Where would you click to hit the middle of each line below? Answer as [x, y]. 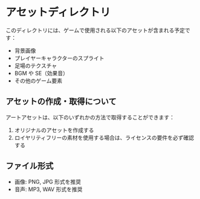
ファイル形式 [30, 166]
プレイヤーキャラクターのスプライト [59, 58]
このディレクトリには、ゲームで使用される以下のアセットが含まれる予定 [95, 30]
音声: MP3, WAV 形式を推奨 [48, 189]
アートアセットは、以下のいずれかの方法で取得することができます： [90, 117]
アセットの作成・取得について [61, 102]
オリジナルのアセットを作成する [54, 130]
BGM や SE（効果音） [41, 73]
